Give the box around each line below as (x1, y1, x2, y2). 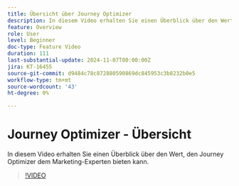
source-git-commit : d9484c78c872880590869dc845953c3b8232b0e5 (7, 70, 196, 77)
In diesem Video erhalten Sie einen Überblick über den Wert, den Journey (7, 150, 224, 158)
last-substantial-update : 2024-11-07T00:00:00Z (7, 57, 152, 64)
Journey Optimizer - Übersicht (7, 126, 192, 143)
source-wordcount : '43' (7, 83, 78, 90)
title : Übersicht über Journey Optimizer (7, 10, 132, 18)
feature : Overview (7, 23, 62, 31)
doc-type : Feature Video (7, 43, 81, 50)
